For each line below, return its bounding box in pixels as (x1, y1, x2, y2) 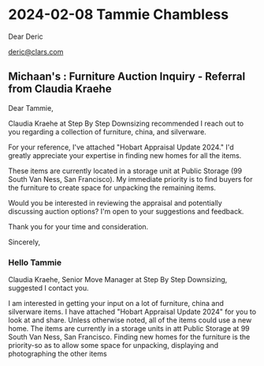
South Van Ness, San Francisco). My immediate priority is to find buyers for (8, 174, 254, 183)
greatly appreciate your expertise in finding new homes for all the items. (8, 150, 242, 160)
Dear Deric (8, 32, 43, 41)
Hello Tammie (8, 257, 61, 268)
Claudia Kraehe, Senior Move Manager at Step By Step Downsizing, (8, 275, 228, 285)
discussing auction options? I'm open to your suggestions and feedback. (8, 206, 244, 216)
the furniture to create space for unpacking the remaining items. (8, 183, 217, 192)
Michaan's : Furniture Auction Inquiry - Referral (8, 70, 246, 84)
